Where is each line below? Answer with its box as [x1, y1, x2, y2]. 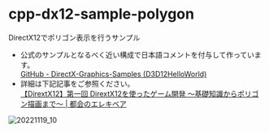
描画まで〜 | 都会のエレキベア [27, 99, 128, 109]
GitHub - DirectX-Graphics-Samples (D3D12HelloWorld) [20, 69, 207, 79]
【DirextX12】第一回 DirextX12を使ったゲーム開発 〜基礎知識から [20, 88, 238, 98]
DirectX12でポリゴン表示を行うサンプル [8, 32, 141, 42]
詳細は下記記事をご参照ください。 [20, 79, 135, 88]
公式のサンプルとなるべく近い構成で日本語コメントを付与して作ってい [20, 49, 254, 59]
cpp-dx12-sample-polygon [8, 5, 195, 23]
